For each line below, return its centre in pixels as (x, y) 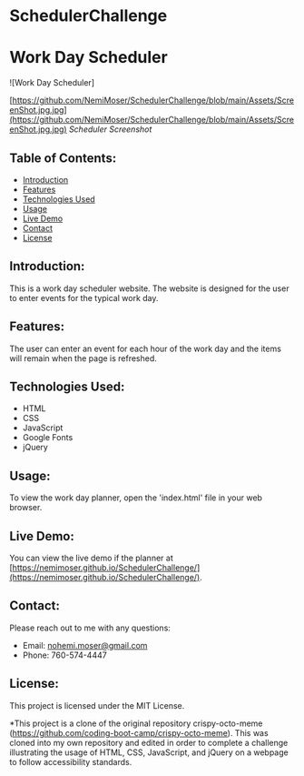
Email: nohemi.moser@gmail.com (85, 645)
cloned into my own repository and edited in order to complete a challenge (149, 742)
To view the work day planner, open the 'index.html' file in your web (136, 498)
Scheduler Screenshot (110, 129)
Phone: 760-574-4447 (64, 655)
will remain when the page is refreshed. (83, 358)
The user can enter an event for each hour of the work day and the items (145, 348)
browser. (26, 508)
